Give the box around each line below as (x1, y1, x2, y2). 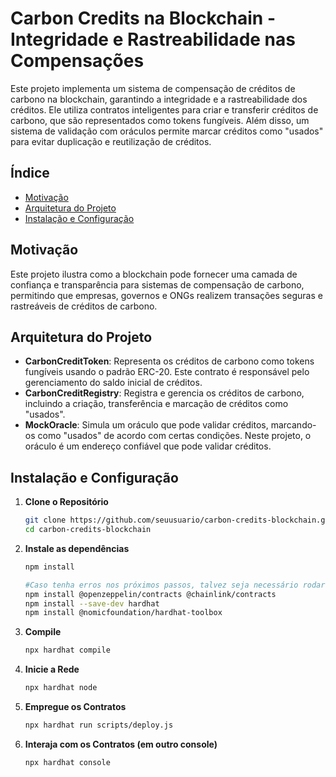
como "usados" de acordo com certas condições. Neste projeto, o (37, 430, 312, 442)
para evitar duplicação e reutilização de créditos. (10, 135, 212, 147)
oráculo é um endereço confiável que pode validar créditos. (24, 440, 272, 452)
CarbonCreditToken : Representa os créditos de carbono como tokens (24, 355, 315, 367)
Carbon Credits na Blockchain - (10, 7, 277, 30)
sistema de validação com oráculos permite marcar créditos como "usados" (10, 125, 324, 137)
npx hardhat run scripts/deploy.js (24, 720, 174, 731)
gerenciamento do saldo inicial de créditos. (24, 377, 203, 389)
